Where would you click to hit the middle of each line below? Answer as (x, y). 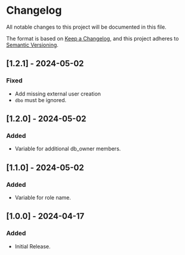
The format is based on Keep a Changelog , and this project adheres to (92, 38)
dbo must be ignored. (41, 100)
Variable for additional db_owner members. (68, 149)
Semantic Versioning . (32, 45)
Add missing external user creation (58, 94)
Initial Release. (33, 246)
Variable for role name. (43, 197)
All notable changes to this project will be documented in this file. (87, 27)
